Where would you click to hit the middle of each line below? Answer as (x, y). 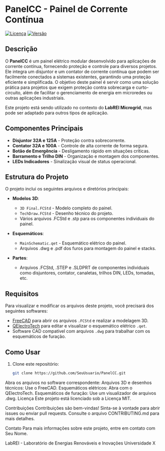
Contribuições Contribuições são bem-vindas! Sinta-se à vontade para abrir (82, 408)
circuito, (13, 92)
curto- (142, 87)
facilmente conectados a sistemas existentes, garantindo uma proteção (78, 77)
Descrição (21, 49)
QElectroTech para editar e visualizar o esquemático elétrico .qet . (80, 326)
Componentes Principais (44, 128)
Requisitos (22, 294)
